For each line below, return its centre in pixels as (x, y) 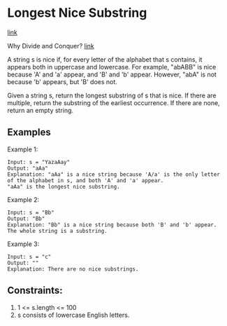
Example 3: (23, 244)
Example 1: (23, 149)
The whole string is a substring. (58, 231)
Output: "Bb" (26, 219)
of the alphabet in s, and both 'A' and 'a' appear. (86, 180)
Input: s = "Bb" (31, 212)
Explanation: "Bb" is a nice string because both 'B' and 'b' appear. (112, 225)
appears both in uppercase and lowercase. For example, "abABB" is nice (112, 67)
